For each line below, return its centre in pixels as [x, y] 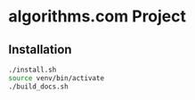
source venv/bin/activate [56, 78]
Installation [40, 50]
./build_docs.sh [38, 87]
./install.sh [32, 70]
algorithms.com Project [97, 17]
